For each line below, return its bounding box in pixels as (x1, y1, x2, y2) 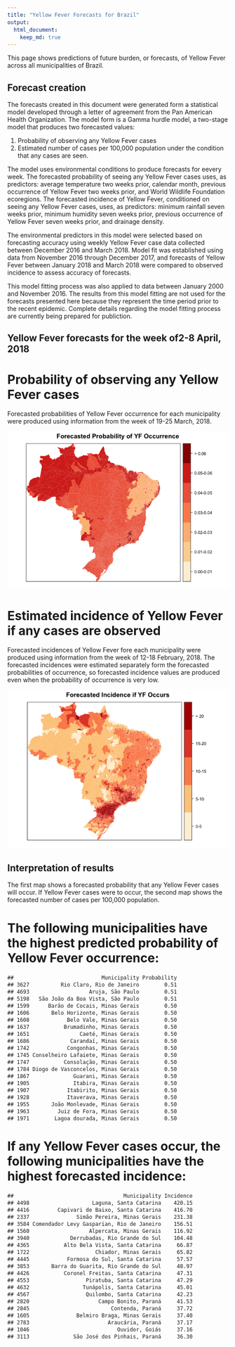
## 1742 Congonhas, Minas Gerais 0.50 (7, 1045, 177, 1052)
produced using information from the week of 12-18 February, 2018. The (7, 653, 215, 662)
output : (7, 18, 30, 26)
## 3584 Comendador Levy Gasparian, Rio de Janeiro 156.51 (7, 1221, 193, 1228)
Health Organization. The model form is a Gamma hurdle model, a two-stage (7, 115, 228, 124)
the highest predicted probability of (7, 935, 219, 951)
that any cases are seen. (17, 151, 89, 160)
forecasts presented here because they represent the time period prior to (7, 297, 219, 305)
